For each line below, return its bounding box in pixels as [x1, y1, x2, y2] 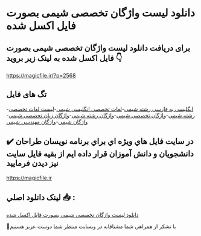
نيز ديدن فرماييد [6, 158, 59, 169]
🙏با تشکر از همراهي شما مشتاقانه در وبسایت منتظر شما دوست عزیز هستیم [6, 223, 176, 230]
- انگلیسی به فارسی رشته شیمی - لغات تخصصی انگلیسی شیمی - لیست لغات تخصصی [6, 105, 194, 113]
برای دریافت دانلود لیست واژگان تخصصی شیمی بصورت [6, 43, 190, 53]
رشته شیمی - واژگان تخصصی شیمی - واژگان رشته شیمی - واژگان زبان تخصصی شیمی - [6, 111, 195, 119]
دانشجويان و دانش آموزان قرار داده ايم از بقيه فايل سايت [6, 149, 194, 159]
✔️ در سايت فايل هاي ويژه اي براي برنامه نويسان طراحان [6, 136, 194, 147]
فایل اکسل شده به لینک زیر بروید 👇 [6, 53, 123, 63]
